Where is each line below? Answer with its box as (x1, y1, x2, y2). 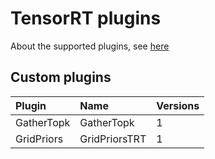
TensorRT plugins (10, 7, 162, 30)
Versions (156, 98, 200, 112)
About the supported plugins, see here (10, 40, 170, 52)
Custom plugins (10, 69, 112, 86)
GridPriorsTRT (79, 132, 147, 146)
